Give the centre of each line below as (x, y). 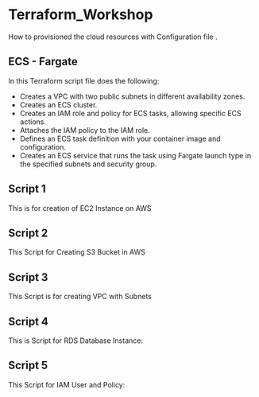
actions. (33, 122)
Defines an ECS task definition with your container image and (120, 138)
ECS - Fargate (43, 62)
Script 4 (29, 321)
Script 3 (28, 277)
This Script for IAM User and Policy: (67, 384)
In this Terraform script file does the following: (84, 80)
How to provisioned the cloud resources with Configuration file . (113, 37)
